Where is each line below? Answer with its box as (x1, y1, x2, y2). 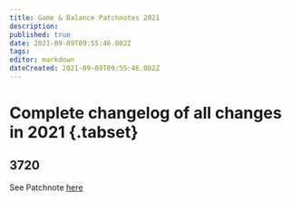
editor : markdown (9, 55, 75, 64)
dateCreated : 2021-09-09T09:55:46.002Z (9, 64, 160, 73)
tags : (9, 47, 30, 56)
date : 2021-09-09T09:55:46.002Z (9, 38, 131, 48)
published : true (9, 30, 71, 39)
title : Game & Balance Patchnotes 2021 (9, 13, 160, 23)
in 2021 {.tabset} (9, 122, 139, 143)
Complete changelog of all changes (9, 103, 283, 123)
